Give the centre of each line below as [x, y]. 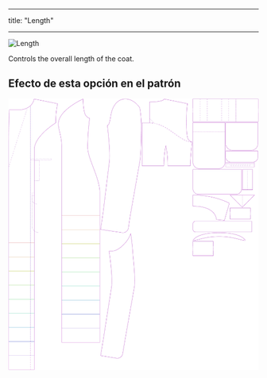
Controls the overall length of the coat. [71, 59]
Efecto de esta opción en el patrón [95, 84]
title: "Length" [31, 20]
